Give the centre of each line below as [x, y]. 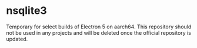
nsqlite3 [26, 11]
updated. [17, 39]
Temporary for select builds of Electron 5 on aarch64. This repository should [99, 27]
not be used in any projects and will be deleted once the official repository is [98, 32]
